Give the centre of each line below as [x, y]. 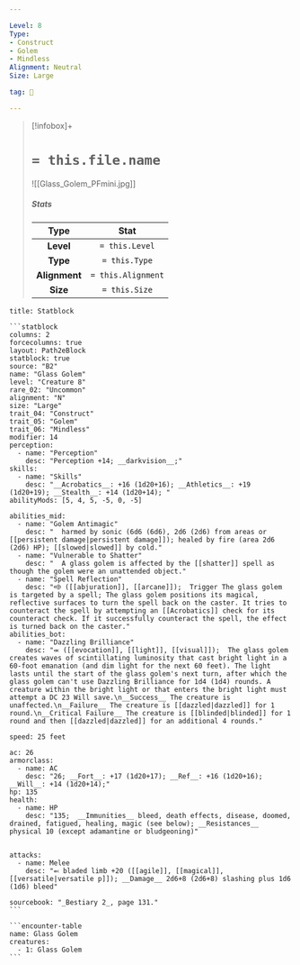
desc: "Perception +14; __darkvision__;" [104, 460]
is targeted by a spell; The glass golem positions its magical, [134, 595]
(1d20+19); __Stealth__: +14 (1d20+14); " [90, 492]
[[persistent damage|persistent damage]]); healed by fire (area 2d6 [142, 540]
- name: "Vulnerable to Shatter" [80, 555]
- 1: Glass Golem [50, 950]
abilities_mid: [38, 516]
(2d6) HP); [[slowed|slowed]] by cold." [86, 547]
